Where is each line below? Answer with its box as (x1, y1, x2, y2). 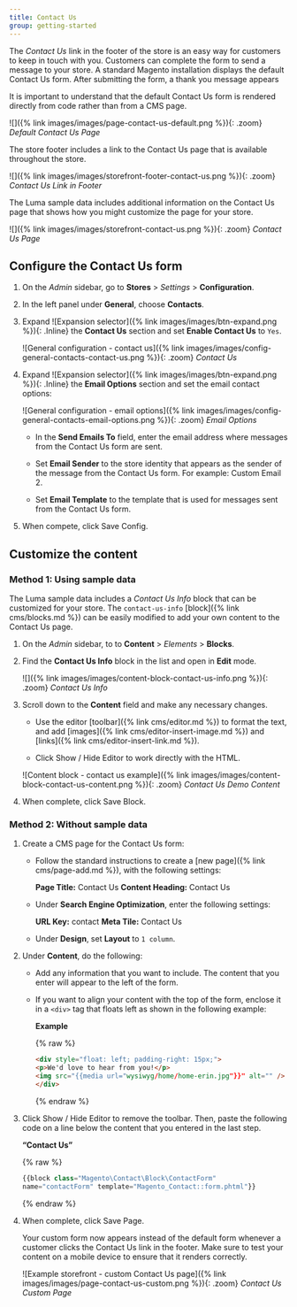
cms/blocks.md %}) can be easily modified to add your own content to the (9, 612, 280, 622)
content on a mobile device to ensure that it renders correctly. (21, 1251, 247, 1262)
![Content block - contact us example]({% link (21, 770, 190, 780)
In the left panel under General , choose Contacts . (21, 299, 205, 310)
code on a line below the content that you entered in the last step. (21, 1122, 262, 1133)
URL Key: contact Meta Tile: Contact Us (34, 917, 183, 927)
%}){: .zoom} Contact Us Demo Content (134, 780, 280, 789)
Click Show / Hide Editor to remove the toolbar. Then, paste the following (21, 1112, 287, 1124)
